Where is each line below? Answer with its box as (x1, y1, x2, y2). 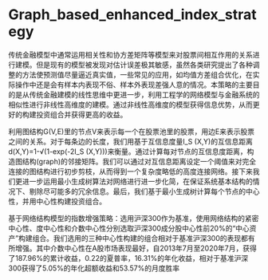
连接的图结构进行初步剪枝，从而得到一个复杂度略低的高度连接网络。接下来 (8, 166, 253, 176)
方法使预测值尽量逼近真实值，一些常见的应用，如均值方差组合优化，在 (22, 69, 253, 79)
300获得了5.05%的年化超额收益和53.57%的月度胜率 (8, 263, 180, 273)
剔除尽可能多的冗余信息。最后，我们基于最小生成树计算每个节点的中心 (29, 186, 260, 196)
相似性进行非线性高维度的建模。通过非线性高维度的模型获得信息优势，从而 (8, 100, 253, 109)
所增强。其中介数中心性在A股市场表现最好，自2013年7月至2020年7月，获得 (8, 243, 257, 253)
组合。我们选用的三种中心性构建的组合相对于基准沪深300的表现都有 (32, 233, 255, 243)
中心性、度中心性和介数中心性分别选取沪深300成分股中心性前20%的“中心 (8, 223, 250, 233)
